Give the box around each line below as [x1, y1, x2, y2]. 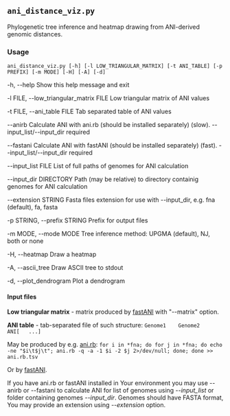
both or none [7, 237, 44, 245]
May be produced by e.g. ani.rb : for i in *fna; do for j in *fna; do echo [7, 340, 223, 349]
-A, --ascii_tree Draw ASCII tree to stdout [7, 264, 124, 272]
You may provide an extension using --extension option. [7, 401, 166, 409]
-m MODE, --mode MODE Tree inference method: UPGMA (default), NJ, [7, 230, 211, 238]
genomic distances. [7, 30, 63, 38]
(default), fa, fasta [7, 203, 58, 211]
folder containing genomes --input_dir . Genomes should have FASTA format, [7, 393, 224, 402]
